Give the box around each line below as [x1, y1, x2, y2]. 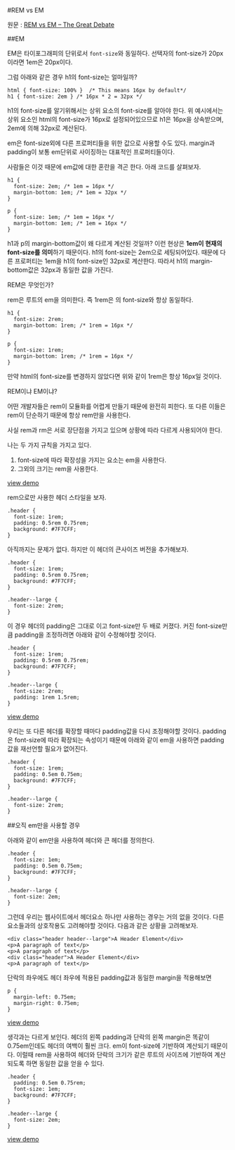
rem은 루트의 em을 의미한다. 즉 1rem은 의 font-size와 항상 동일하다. [7, 296, 194, 304]
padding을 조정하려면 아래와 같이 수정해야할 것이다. [14, 630, 156, 639]
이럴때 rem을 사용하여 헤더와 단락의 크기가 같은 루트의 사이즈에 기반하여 [16, 1051, 213, 1058]
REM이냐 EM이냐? [7, 387, 58, 395]
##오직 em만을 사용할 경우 [7, 821, 81, 830]
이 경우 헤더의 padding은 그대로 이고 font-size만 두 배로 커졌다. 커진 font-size [7, 622, 222, 630]
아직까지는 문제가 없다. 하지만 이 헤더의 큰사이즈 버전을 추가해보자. [7, 545, 189, 554]
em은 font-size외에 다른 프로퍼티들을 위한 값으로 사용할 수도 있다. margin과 [7, 139, 215, 147]
